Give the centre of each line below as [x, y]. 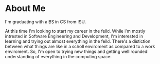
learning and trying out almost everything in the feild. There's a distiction [78, 41]
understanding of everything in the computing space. [58, 56]
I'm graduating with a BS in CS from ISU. [45, 22]
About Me [25, 8]
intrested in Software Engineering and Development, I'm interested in [74, 36]
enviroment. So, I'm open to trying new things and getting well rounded [76, 51]
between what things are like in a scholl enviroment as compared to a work [80, 46]
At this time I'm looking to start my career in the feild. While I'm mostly [75, 31]
